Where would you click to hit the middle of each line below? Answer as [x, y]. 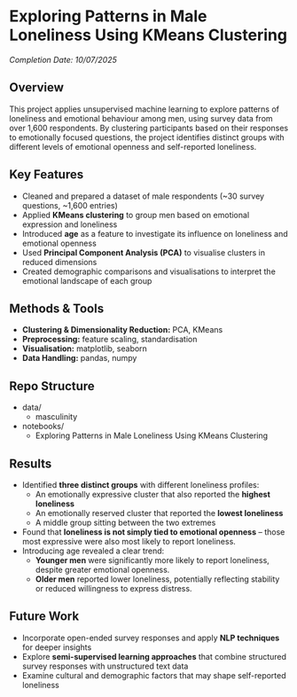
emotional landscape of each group [87, 280]
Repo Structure [52, 386]
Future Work [44, 617]
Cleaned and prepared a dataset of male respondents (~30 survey [143, 196]
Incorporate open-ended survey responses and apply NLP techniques [151, 638]
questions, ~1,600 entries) [70, 205]
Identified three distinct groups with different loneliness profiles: [141, 485]
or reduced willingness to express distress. [113, 588]
